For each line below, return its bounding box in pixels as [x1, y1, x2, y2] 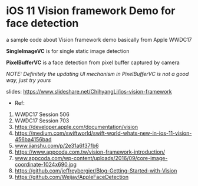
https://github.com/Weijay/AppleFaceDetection [14, 173, 129, 180]
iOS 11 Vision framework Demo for [6, 4, 176, 18]
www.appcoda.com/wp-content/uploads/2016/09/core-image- [14, 154, 168, 161]
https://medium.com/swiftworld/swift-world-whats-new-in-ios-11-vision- [14, 129, 192, 137]
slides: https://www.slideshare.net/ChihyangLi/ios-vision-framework [6, 88, 172, 95]
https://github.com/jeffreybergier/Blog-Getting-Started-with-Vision [14, 167, 177, 174]
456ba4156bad [14, 135, 52, 142]
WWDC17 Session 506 [14, 111, 70, 118]
